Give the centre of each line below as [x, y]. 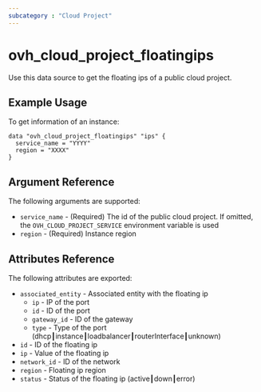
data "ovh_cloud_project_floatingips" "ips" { [87, 137]
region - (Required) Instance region [78, 234]
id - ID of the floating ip [59, 344]
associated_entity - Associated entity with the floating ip [114, 294]
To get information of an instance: [64, 122]
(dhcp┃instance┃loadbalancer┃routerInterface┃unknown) [126, 336]
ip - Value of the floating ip [64, 353]
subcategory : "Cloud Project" [60, 16]
